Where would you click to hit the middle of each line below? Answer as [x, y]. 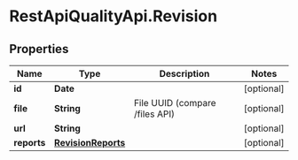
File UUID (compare [175, 103]
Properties [39, 49]
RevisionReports [90, 143]
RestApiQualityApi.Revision [114, 16]
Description [184, 74]
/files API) [154, 114]
